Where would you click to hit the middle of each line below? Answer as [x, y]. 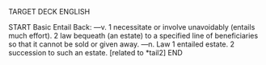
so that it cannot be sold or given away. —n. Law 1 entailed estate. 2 [122, 44]
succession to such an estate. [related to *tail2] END [96, 53]
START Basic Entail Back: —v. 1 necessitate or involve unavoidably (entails [132, 27]
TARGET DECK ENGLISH [49, 12]
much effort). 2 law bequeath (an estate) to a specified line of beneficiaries [133, 36]
